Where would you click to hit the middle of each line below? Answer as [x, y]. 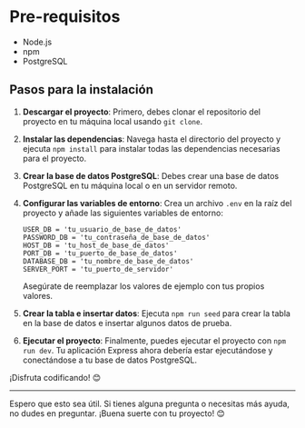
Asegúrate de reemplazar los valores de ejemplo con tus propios [143, 286]
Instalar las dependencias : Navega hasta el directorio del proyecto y [152, 139]
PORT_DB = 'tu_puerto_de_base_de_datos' [100, 253]
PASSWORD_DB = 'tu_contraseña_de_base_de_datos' [116, 237]
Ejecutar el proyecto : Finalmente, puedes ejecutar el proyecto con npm [154, 340]
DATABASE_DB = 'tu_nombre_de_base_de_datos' [108, 261]
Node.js [37, 42]
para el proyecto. [54, 158]
